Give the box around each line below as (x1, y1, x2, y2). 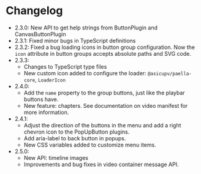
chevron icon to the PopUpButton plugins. (23, 128, 130, 135)
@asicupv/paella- (147, 70, 192, 77)
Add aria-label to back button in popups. (23, 134, 126, 142)
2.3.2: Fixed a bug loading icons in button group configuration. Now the (14, 43, 195, 51)
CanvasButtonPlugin (14, 30, 66, 37)
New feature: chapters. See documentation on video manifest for (23, 102, 188, 109)
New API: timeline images (23, 154, 88, 161)
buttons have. (23, 96, 59, 103)
